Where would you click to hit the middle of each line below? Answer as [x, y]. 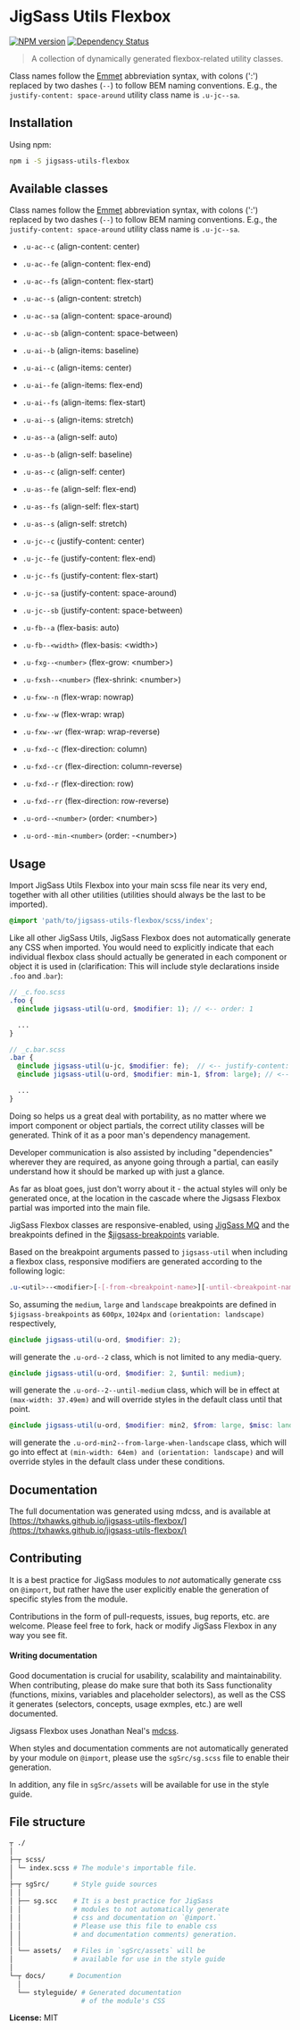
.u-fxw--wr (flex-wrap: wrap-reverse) [91, 732]
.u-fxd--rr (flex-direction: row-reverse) [96, 801]
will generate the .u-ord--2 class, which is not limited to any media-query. [146, 1357]
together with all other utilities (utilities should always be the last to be [137, 895]
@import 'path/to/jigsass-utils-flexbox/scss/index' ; [112, 921]
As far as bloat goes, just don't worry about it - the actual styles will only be [148, 1188]
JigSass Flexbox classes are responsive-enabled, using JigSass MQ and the [150, 1225]
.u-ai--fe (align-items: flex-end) [83, 385]
